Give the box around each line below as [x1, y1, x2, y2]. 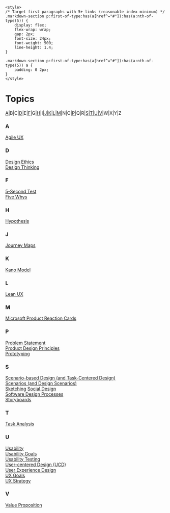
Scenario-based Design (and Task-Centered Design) [5, 375, 116, 381]
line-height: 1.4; [14, 45, 53, 50]
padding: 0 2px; [14, 67, 49, 72]
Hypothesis [5, 218, 30, 224]
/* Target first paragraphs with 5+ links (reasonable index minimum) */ [5, 9, 165, 14]
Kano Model [5, 267, 31, 273]
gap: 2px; [14, 32, 36, 37]
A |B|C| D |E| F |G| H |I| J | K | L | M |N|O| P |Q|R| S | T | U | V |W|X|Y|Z [5, 110, 122, 116]
